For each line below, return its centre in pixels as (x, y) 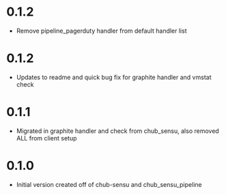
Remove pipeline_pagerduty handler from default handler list (101, 31)
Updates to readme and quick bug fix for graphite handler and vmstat (114, 77)
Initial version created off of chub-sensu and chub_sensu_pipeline (109, 184)
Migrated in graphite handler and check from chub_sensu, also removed (117, 131)
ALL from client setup (46, 138)
